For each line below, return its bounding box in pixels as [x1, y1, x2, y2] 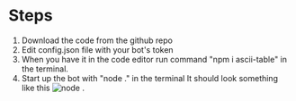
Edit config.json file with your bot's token [21, 44, 174, 55]
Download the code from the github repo [21, 35, 173, 46]
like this [21, 82, 50, 93]
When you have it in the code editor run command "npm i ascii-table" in [21, 54, 288, 64]
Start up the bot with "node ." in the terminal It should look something [21, 72, 278, 83]
